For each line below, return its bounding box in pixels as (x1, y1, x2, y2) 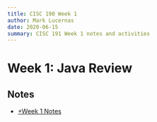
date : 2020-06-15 (7, 23, 59, 30)
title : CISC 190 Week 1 (7, 10, 78, 18)
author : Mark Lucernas (7, 17, 74, 24)
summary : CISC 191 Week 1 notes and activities (7, 30, 151, 37)
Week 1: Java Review (7, 61, 133, 76)
